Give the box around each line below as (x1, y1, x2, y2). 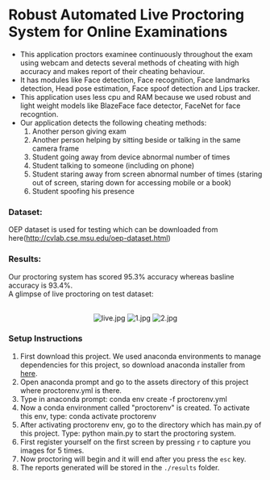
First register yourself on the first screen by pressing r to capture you (19, 437, 251, 446)
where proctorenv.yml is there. (19, 385, 123, 395)
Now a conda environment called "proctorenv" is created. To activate (19, 403, 250, 412)
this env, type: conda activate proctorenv (19, 411, 157, 420)
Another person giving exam (31, 126, 127, 136)
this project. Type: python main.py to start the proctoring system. (19, 428, 236, 438)
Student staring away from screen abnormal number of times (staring (31, 169, 263, 179)
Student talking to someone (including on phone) (31, 160, 195, 170)
